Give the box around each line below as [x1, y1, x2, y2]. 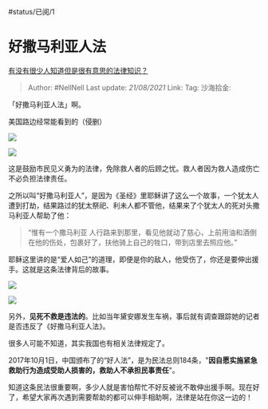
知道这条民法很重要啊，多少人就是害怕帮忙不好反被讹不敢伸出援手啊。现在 [8, 382, 253, 391]
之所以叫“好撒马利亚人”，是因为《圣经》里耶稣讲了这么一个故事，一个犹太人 [8, 190, 259, 200]
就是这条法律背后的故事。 [29, 264, 113, 274]
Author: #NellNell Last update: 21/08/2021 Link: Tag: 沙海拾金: [27, 82, 231, 92]
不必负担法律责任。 [8, 173, 72, 183]
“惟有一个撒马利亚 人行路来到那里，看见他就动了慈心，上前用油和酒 [27, 227, 250, 237]
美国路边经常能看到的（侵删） [8, 117, 106, 126]
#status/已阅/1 [8, 7, 55, 16]
